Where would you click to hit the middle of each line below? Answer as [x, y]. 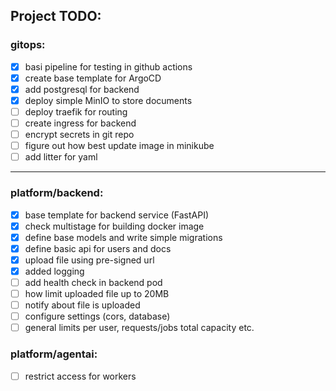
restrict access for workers [80, 376]
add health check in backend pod [93, 282]
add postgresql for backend [82, 89]
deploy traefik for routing [76, 111]
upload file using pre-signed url [89, 260]
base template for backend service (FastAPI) [117, 215]
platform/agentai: [54, 354]
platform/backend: [57, 193]
